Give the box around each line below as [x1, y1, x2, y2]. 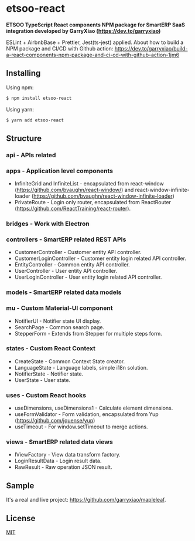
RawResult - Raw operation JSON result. [14, 464, 112, 471]
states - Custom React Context [6, 344, 95, 353]
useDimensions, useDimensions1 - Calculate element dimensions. [14, 404, 173, 412]
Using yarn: [6, 106, 34, 113]
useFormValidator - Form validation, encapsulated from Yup [14, 411, 159, 418]
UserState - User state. [14, 376, 71, 383]
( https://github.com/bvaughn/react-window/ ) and [14, 187, 134, 194]
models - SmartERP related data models [6, 288, 122, 296]
